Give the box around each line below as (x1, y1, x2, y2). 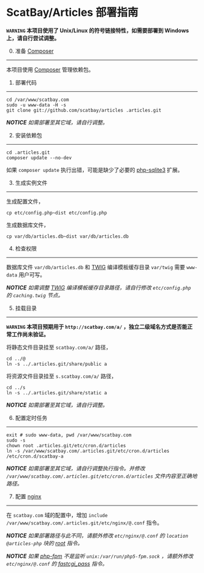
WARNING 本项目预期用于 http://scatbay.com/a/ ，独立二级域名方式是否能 (6, 323, 188, 330)
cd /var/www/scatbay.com (6, 97, 69, 103)
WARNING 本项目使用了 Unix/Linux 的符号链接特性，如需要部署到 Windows (6, 27, 189, 34)
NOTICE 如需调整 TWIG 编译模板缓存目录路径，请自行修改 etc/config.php (6, 284, 191, 291)
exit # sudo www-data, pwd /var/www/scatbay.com (6, 432, 132, 438)
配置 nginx (15, 493, 41, 500)
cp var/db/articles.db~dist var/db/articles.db (6, 233, 129, 239)
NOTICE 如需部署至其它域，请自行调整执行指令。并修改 (6, 464, 146, 472)
